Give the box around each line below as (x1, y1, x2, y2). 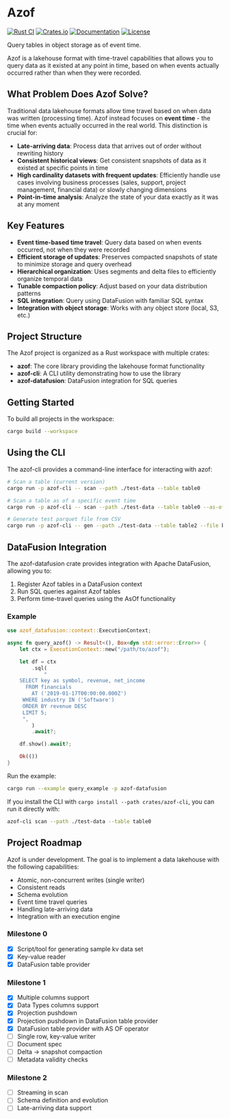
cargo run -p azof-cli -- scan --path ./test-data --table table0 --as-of (7, 504, 225, 511)
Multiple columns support (16, 994, 90, 1002)
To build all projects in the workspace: (7, 415, 114, 423)
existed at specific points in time (16, 163, 108, 172)
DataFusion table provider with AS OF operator (16, 1024, 149, 1033)
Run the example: (7, 772, 57, 780)
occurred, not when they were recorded (16, 245, 130, 254)
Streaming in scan (16, 1088, 68, 1097)
